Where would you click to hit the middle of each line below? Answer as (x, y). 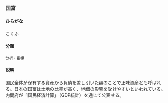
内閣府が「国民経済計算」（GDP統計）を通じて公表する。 (65, 95)
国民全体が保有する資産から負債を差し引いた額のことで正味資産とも (77, 82)
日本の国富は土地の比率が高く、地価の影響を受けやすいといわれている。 (90, 89)
